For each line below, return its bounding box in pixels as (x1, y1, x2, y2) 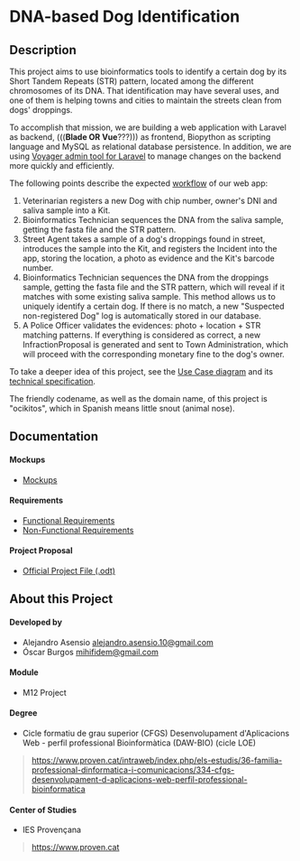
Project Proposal (9, 545, 74, 556)
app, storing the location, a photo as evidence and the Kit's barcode (22, 253, 275, 264)
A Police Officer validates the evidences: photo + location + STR (22, 320, 261, 330)
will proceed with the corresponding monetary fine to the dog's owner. (22, 349, 286, 359)
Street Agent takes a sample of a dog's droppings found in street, (22, 234, 266, 245)
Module (9, 667, 39, 678)
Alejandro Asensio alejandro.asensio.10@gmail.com (22, 636, 214, 647)
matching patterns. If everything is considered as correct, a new (22, 329, 261, 340)
